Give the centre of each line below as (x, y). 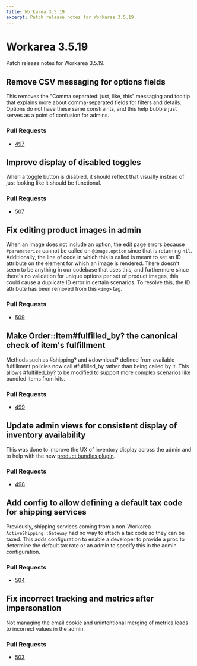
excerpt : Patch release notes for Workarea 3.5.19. (71, 17)
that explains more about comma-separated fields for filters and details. (94, 102)
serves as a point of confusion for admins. (58, 115)
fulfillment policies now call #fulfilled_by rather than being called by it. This (98, 366)
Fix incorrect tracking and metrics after (80, 599)
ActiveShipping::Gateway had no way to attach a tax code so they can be (96, 533)
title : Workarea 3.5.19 (36, 12)
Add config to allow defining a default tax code (94, 503)
